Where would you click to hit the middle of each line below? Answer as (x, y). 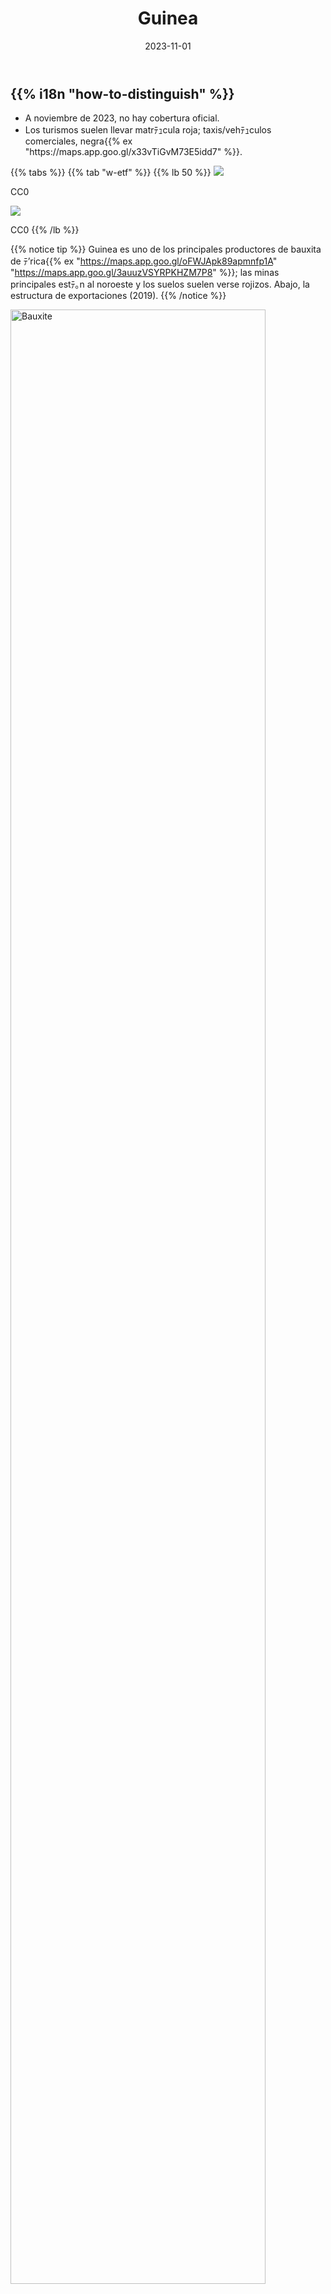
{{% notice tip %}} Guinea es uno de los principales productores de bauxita (166, 249)
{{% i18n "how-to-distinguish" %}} (122, 93)
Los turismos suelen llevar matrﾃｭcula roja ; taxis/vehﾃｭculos (148, 130)
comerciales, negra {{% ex (78, 141)
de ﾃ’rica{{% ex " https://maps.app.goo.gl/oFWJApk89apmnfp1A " (144, 261)
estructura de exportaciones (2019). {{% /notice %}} (118, 296)
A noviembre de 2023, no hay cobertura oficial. (122, 118)
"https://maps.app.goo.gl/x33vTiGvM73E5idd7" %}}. (133, 152)
